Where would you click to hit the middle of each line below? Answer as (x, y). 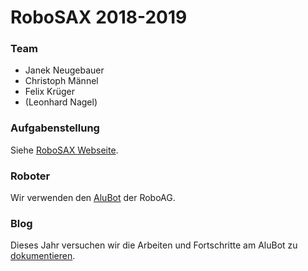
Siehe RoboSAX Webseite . (64, 150)
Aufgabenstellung (55, 128)
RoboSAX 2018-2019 (99, 17)
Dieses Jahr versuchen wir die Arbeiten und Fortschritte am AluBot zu (154, 245)
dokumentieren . (43, 256)
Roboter (30, 176)
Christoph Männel (61, 81)
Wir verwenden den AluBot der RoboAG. (93, 198)
